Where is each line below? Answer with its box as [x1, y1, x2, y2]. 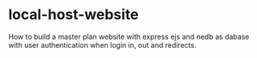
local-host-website [8, 6, 139, 24]
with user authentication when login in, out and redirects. [8, 40, 197, 49]
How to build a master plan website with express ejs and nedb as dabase [8, 32, 250, 41]
